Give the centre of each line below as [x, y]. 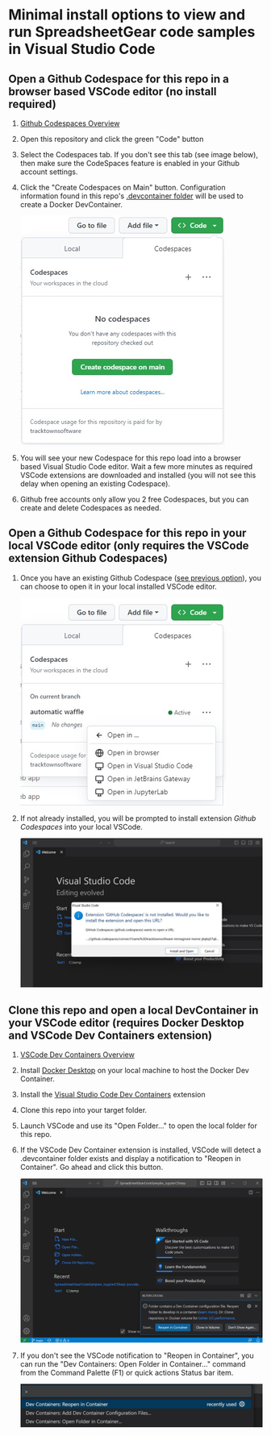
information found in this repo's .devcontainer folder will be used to [131, 196]
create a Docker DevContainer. [71, 204]
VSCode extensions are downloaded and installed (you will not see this [138, 475]
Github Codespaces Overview [70, 123]
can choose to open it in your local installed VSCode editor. [119, 586]
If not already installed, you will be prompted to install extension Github [138, 818]
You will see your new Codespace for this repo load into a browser [131, 458]
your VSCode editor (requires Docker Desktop [126, 1023]
